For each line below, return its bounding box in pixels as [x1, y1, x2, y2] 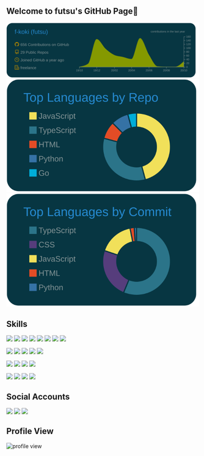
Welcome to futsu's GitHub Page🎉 [6, 6, 139, 17]
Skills [6, 319, 27, 329]
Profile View [6, 426, 54, 436]
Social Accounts [6, 391, 70, 402]
